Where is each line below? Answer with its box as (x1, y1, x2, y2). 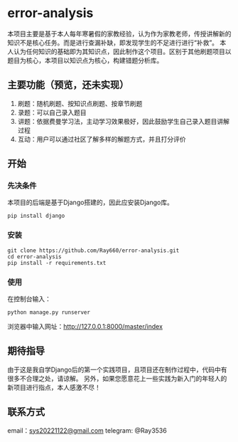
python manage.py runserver (7, 309, 91, 316)
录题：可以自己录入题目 (17, 108, 87, 117)
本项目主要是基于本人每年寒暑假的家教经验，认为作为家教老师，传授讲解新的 (7, 29, 232, 38)
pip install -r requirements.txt (7, 259, 107, 266)
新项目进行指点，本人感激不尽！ (7, 383, 101, 391)
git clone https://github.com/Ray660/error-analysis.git (7, 247, 180, 254)
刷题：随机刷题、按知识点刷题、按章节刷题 (17, 99, 143, 107)
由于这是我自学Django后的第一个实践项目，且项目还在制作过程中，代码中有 (7, 365, 227, 374)
